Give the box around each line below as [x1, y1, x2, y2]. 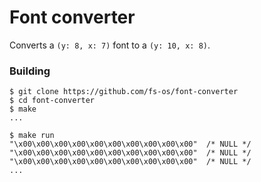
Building [9, 64, 51, 78]
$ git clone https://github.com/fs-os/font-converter [9, 87, 239, 97]
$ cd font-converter [9, 96, 96, 106]
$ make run [9, 131, 55, 141]
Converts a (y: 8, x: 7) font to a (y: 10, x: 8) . [9, 39, 211, 51]
